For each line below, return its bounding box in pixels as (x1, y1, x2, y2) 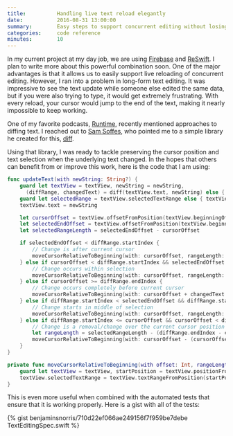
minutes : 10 (7, 36, 64, 43)
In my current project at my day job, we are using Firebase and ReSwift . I (7, 55, 215, 63)
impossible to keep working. (7, 107, 88, 115)
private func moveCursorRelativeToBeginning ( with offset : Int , (7, 361, 194, 368)
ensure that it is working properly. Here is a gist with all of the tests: (7, 401, 200, 409)
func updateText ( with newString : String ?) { (7, 176, 138, 183)
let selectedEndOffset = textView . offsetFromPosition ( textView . (19, 221, 209, 228)
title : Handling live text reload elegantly (7, 10, 166, 17)
